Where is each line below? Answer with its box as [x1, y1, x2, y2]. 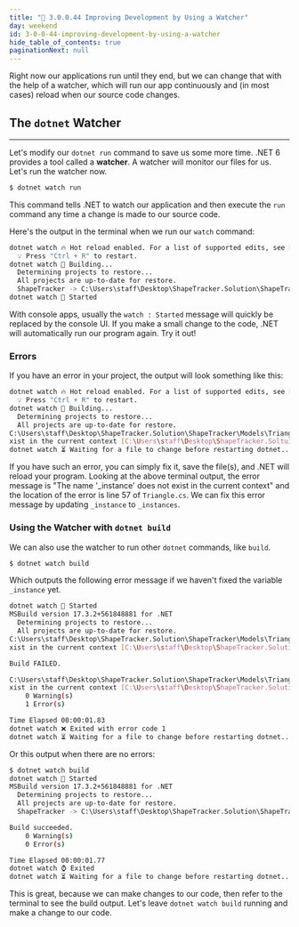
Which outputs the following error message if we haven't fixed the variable [9, 575, 283, 585]
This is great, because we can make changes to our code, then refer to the [9, 889, 283, 899]
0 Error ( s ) [25, 840, 66, 849]
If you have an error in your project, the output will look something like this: [9, 370, 284, 381]
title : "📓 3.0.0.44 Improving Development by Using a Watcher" [9, 12, 249, 22]
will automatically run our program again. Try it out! [9, 327, 197, 338]
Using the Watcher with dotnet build [9, 521, 172, 534]
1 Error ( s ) [25, 700, 66, 709]
